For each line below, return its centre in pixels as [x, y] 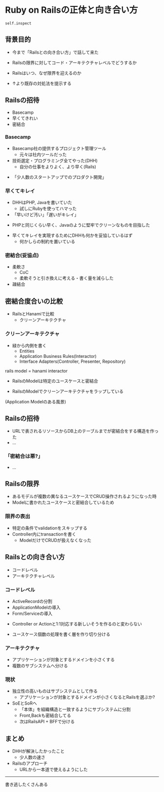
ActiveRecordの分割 [32, 601]
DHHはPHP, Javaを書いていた [42, 203]
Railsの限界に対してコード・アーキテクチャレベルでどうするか [74, 63]
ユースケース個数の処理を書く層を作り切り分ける [61, 634]
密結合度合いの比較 [34, 301]
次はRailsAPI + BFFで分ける [47, 722]
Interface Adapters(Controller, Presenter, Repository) [72, 361]
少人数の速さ [32, 757]
